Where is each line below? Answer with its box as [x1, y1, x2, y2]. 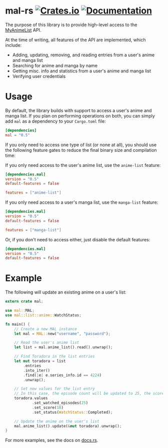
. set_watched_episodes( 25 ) [31, 400, 88, 406]
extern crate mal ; [5, 299, 43, 304]
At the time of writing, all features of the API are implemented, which [5, 37, 146, 43]
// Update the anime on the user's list [14, 419, 99, 424]
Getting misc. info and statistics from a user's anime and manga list [12, 68, 151, 74]
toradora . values [14, 396, 48, 401]
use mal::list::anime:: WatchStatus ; [5, 312, 81, 318]
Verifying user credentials [12, 73, 66, 79]
